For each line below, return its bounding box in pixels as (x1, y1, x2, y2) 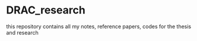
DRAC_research (6, 4, 86, 17)
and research (6, 29, 39, 36)
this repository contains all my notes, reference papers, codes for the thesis (6, 23, 192, 30)
